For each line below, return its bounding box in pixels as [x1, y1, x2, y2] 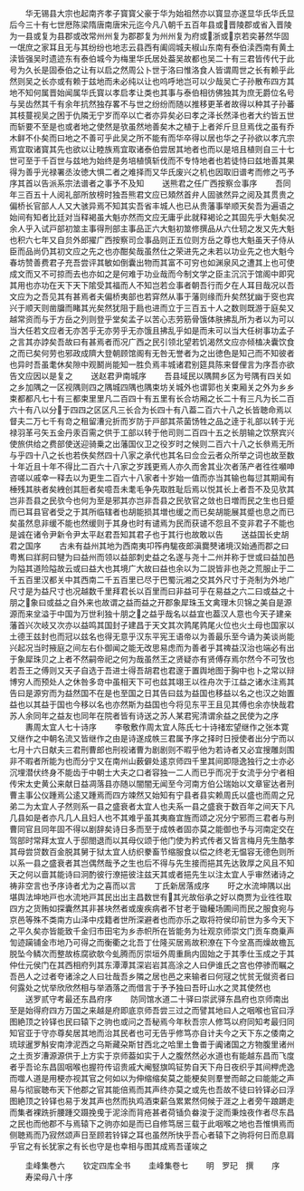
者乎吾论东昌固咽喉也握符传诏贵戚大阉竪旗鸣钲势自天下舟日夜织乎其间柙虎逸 [9, 1061, 295, 1072]
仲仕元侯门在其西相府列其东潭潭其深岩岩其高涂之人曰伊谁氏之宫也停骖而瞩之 [9, 960, 295, 970]
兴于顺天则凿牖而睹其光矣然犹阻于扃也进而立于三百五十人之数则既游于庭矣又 [9, 303, 295, 313]
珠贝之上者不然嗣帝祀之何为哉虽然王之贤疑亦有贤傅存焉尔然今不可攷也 [33, 654, 295, 664]
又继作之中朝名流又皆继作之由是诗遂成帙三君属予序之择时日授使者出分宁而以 [9, 733, 295, 743]
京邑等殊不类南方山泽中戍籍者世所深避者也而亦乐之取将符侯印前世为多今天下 [9, 915, 295, 925]
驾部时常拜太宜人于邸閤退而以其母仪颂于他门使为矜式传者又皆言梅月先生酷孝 [9, 835, 295, 846]
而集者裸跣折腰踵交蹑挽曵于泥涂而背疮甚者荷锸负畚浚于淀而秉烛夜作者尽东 [9, 1107, 287, 1118]
